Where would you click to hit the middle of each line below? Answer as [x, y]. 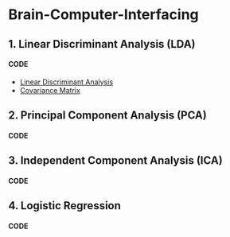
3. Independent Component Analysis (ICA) [115, 161]
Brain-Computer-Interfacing [103, 15]
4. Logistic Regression [65, 206]
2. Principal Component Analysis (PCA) [107, 116]
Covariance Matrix [50, 90]
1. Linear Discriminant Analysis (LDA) [102, 44]
